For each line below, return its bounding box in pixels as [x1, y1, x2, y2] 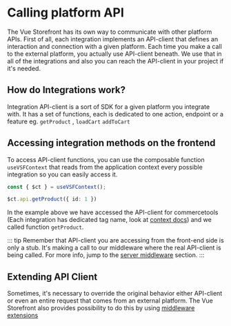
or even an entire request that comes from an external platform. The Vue [7, 296, 214, 305]
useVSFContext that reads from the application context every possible [7, 163, 203, 171]
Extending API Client [7, 271, 98, 283]
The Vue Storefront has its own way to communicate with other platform [7, 28, 212, 36]
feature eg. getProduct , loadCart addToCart [7, 117, 130, 125]
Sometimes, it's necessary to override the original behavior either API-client [7, 289, 223, 298]
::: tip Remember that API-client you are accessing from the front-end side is [7, 236, 224, 245]
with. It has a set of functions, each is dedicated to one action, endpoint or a [7, 110, 224, 118]
